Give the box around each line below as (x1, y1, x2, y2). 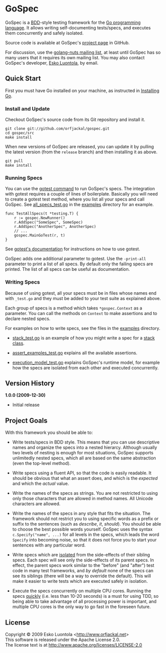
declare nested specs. (5, 316, 51, 322)
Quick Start (5, 74, 41, 83)
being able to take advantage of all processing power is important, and (12, 598, 157, 605)
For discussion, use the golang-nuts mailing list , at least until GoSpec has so (5, 49, 161, 55)
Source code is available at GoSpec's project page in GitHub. (5, 39, 130, 45)
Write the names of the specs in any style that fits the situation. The (12, 511, 151, 517)
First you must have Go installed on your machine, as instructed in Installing (5, 88, 160, 94)
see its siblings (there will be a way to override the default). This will (12, 573, 151, 579)
